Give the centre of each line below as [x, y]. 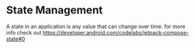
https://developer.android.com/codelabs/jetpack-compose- [116, 32]
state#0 [16, 39]
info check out [24, 32]
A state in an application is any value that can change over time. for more [96, 26]
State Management [55, 10]
